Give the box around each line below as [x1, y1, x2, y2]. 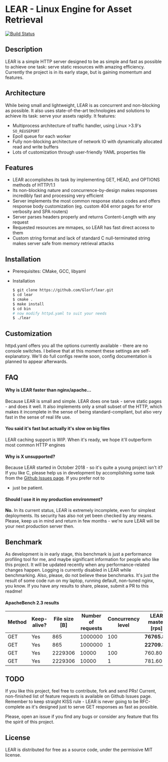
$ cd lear [12, 292, 33, 297]
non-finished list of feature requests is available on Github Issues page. [5, 693, 152, 699]
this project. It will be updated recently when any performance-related [5, 561, 150, 568]
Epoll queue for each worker [12, 133, 71, 139]
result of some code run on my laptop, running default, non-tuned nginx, [5, 577, 154, 583]
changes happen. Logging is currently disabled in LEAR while [5, 567, 131, 573]
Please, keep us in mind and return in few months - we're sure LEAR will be [5, 518, 160, 524]
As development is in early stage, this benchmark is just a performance [5, 551, 152, 557]
